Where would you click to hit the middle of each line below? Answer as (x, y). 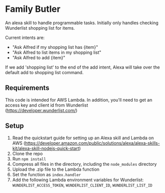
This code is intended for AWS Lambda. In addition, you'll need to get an (79, 100)
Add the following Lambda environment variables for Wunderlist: (78, 180)
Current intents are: (25, 38)
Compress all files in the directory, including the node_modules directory (84, 164)
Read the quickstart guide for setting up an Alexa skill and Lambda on (83, 138)
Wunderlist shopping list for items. (40, 28)
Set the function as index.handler (46, 174)
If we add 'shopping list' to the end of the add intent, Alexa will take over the (82, 67)
